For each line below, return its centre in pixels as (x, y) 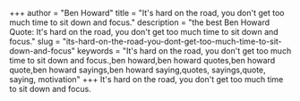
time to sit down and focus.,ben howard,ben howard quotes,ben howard (142, 60)
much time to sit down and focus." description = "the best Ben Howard (140, 22)
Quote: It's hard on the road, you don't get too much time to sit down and (144, 32)
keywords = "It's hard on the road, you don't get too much (184, 51)
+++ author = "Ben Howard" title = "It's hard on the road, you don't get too (147, 13)
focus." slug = (35, 41)
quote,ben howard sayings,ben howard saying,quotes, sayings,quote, (137, 70)
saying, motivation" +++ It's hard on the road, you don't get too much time (146, 79)
